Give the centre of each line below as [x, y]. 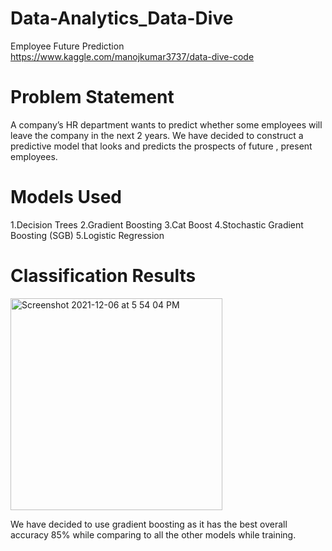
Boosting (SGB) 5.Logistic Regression [87, 235]
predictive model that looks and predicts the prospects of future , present [161, 146]
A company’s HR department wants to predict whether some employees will [166, 124]
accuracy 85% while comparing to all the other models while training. [153, 534]
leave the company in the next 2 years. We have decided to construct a [157, 135]
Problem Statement [92, 97]
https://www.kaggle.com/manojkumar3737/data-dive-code [132, 56]
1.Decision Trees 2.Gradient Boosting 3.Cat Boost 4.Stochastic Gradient [157, 224]
